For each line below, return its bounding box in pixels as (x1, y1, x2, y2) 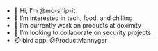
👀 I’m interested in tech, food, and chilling (13, 14, 134, 22)
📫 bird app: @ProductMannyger (13, 37, 108, 44)
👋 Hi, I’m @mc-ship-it (13, 7, 76, 14)
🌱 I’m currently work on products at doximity (13, 21, 141, 29)
